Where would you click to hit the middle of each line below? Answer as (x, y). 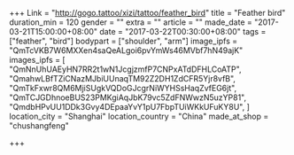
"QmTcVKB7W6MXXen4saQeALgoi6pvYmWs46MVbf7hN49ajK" (126, 50)
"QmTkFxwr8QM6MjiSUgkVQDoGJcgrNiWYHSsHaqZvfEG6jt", (123, 88)
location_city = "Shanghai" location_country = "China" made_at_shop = (139, 116)
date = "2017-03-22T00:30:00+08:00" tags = (183, 31)
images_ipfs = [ (37, 60)
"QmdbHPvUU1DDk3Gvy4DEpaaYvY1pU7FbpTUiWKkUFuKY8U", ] (130, 107)
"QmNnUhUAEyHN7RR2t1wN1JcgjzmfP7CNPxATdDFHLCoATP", (125, 69)
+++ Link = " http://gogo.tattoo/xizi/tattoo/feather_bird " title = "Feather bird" (147, 13)
